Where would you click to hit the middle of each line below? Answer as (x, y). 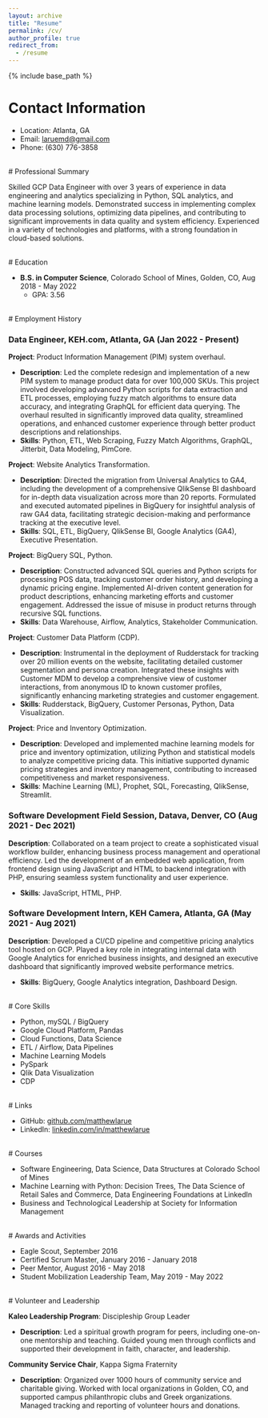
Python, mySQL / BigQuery (64, 1021)
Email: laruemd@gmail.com (65, 139)
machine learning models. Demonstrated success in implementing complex (132, 204)
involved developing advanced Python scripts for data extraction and (134, 390)
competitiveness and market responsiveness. (94, 778)
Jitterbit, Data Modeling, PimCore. (76, 449)
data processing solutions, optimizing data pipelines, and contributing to (127, 212)
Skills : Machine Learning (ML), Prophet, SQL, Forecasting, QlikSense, (134, 786)
